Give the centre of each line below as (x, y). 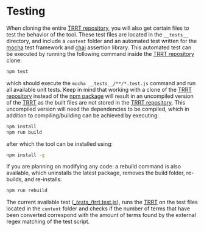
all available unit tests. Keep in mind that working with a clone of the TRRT (99, 89)
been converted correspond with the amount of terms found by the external (101, 215)
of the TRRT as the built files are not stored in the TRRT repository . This (96, 102)
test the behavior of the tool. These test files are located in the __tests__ (97, 34)
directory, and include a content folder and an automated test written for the (102, 41)
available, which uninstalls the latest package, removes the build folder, (96, 173)
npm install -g (26, 155)
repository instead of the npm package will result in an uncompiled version (100, 96)
